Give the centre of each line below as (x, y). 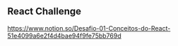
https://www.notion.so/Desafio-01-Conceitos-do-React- (89, 28)
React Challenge (44, 11)
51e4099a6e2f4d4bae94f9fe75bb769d (64, 36)
